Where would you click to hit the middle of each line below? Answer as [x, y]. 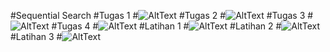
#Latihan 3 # [36, 36]
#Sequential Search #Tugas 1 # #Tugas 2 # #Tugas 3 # [162, 15]
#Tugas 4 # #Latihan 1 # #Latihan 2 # [166, 26]
